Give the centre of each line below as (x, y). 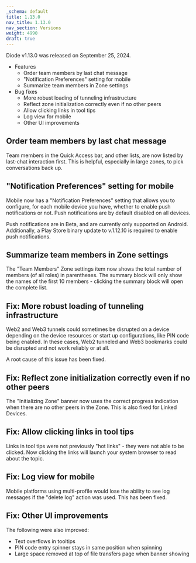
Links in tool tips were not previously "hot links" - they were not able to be (95, 446)
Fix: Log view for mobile (50, 477)
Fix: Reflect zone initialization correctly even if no (98, 378)
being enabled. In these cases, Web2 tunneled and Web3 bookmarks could (97, 342)
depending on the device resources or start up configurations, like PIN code (97, 336)
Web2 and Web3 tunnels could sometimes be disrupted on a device (88, 329)
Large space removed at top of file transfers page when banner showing (102, 554)
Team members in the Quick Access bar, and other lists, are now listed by (94, 155)
